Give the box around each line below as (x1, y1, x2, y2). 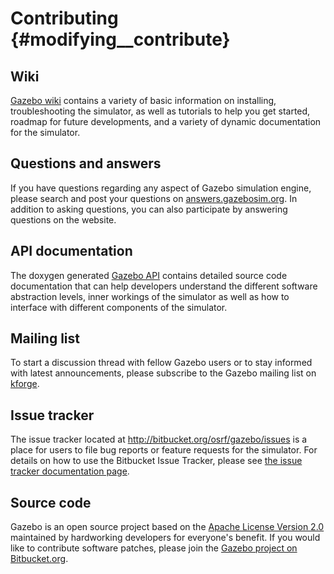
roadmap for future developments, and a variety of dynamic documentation (10, 116, 322, 127)
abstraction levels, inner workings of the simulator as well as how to (10, 290, 290, 302)
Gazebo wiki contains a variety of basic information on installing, (10, 95, 277, 106)
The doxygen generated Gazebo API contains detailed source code (10, 269, 288, 281)
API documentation (10, 243, 133, 260)
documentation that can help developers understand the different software (10, 280, 318, 292)
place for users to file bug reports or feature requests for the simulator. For (10, 444, 318, 456)
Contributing (10, 7, 119, 30)
